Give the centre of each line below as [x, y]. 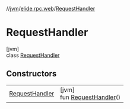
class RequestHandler [33, 55]
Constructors [31, 74]
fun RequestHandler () [90, 97]
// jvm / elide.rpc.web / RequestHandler [51, 9]
